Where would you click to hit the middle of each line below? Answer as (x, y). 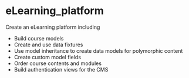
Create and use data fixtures (48, 45)
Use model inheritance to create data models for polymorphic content (98, 50)
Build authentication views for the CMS (61, 69)
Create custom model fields (48, 57)
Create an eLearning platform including (53, 27)
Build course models (39, 38)
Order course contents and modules (58, 63)
